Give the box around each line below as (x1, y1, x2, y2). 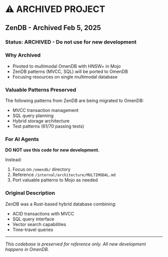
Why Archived (5, 51, 41, 58)
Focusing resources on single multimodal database (12, 73, 117, 79)
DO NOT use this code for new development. (5, 147, 100, 153)
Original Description (5, 189, 55, 196)
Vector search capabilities (12, 221, 66, 227)
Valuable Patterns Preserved (5, 86, 76, 93)
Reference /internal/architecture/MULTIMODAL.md (12, 171, 116, 178)
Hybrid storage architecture (12, 118, 70, 124)
